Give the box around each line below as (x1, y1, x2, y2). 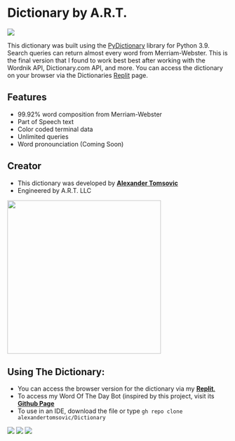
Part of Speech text (17, 117, 74, 125)
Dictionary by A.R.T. (7, 5, 128, 21)
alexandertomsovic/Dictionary (17, 414, 107, 421)
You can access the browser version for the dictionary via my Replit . (17, 384, 216, 393)
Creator (7, 160, 42, 172)
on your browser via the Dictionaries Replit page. (7, 71, 149, 79)
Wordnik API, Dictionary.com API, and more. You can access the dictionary (7, 63, 223, 72)
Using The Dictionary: (7, 366, 105, 378)
